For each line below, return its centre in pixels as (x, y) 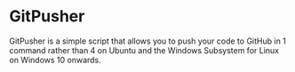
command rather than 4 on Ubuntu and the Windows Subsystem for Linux (144, 50)
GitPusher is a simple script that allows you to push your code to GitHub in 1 (148, 41)
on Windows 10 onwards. (56, 60)
